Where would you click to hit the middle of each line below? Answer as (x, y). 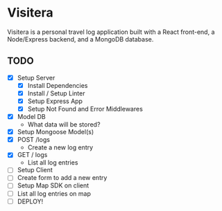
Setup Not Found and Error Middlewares (85, 109)
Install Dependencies (58, 85)
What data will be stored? (64, 125)
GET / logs (32, 155)
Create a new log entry (60, 147)
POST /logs (34, 140)
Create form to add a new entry (62, 178)
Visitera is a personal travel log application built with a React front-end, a (111, 32)
